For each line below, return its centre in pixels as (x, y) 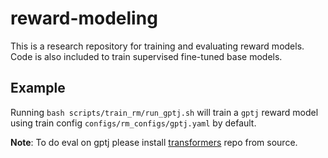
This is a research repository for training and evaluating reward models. (157, 46)
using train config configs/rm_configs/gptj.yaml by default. (133, 123)
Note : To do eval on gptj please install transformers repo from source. (154, 142)
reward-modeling (84, 18)
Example (38, 88)
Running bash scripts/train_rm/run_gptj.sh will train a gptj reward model (164, 112)
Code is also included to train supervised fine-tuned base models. (146, 56)
